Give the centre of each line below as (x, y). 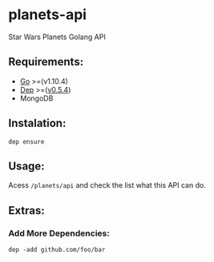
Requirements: (46, 62)
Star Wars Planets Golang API (57, 37)
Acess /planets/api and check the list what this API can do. (107, 185)
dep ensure (26, 141)
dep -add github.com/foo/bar (57, 250)
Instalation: (37, 123)
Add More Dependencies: (59, 233)
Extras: (27, 210)
